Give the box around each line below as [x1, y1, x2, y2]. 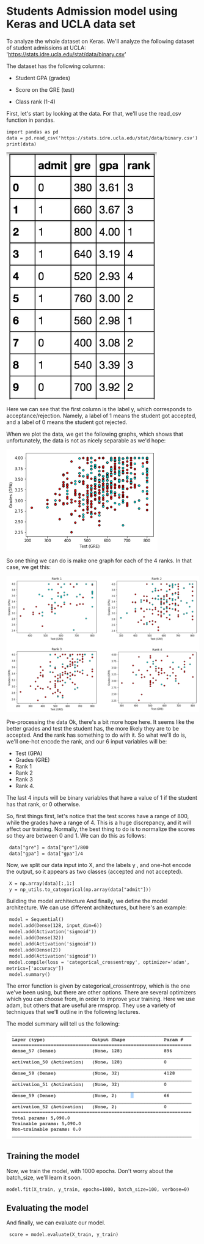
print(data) [6, 141, 37, 147]
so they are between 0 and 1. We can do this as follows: [6, 832, 147, 840]
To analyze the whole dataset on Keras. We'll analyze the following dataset [6, 37, 194, 45]
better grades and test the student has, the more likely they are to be [6, 725, 179, 732]
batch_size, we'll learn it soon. [6, 1174, 82, 1181]
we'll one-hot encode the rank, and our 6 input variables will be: [6, 738, 167, 745]
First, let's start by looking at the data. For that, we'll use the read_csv [6, 110, 181, 117]
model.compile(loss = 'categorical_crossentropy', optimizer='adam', [9, 959, 190, 966]
